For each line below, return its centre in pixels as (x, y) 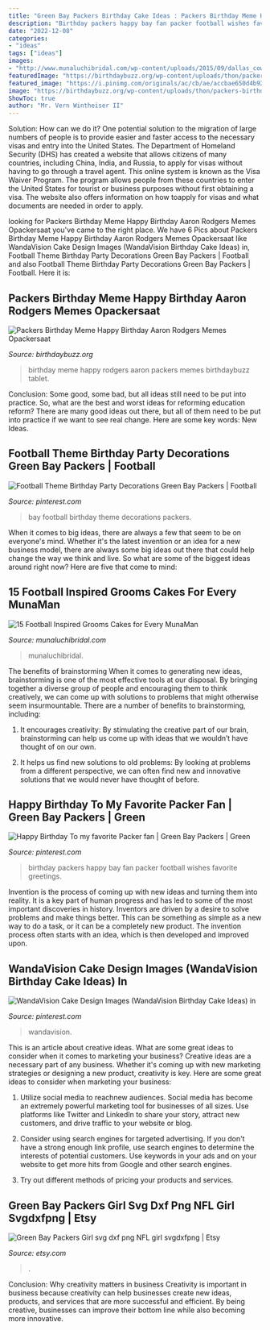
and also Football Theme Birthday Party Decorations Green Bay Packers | (129, 264)
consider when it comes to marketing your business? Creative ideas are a (130, 1056)
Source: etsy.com (37, 1253)
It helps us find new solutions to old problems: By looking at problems (135, 762)
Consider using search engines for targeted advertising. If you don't (132, 1139)
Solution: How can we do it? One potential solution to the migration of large (133, 129)
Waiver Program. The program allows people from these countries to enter (131, 180)
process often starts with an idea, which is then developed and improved (129, 935)
